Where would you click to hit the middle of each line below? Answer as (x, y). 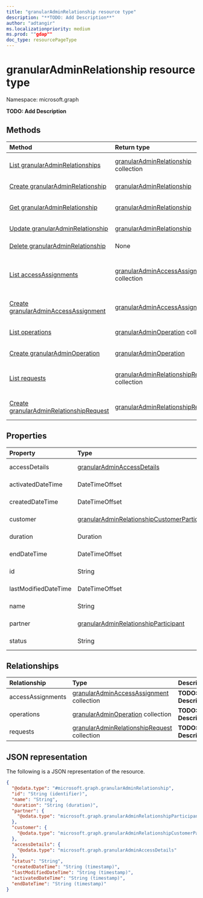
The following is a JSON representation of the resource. (76, 772)
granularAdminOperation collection (122, 714)
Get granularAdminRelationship (53, 207)
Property (22, 453)
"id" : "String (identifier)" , (50, 794)
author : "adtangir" (31, 23)
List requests (28, 378)
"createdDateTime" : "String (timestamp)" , (66, 867)
